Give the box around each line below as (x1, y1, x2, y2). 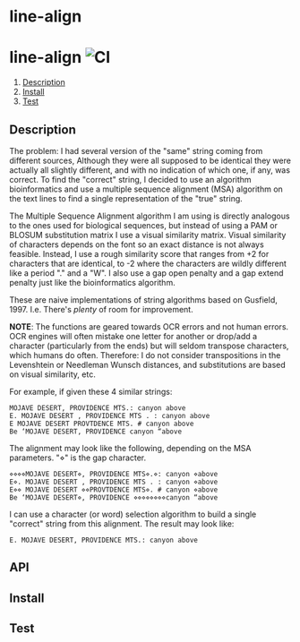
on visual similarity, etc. (9, 369, 96, 380)
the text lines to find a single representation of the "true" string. (9, 193, 244, 203)
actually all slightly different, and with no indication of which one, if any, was (9, 164, 291, 175)
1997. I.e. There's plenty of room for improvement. (9, 304, 194, 314)
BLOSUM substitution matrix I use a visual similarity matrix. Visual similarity (9, 229, 287, 240)
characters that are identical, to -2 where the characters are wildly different (9, 258, 287, 269)
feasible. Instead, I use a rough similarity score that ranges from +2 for (9, 248, 270, 259)
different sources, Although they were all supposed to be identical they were (9, 155, 291, 166)
